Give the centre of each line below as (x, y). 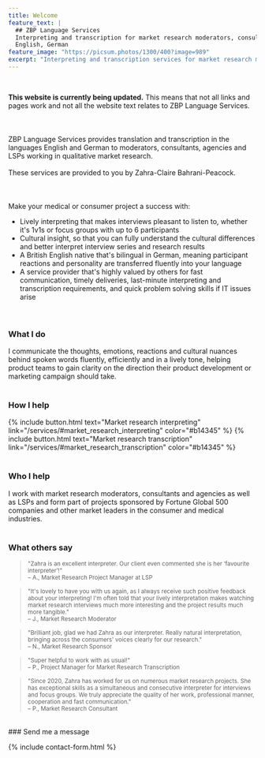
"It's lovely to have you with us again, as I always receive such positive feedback (136, 592)
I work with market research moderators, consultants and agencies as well (129, 493)
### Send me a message (49, 732)
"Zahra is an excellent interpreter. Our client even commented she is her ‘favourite (138, 564)
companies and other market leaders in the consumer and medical (116, 510)
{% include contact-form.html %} (62, 747)
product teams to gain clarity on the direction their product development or (130, 368)
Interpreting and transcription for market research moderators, (125, 37)
